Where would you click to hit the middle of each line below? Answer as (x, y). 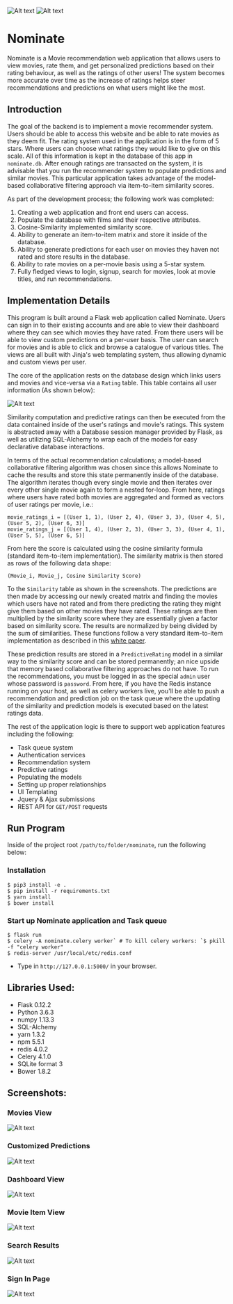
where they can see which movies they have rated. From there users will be (115, 332)
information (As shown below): (51, 390)
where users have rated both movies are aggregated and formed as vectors (115, 497)
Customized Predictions (49, 1146)
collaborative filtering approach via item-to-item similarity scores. (120, 185)
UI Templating (37, 791)
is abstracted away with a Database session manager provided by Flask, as (115, 432)
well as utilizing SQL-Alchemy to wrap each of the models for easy (102, 439)
